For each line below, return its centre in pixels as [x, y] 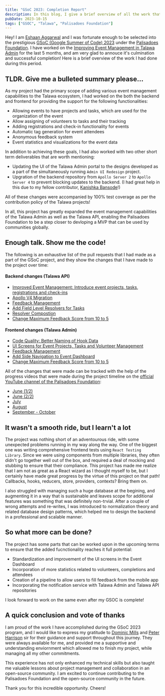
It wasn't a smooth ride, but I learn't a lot [68, 428]
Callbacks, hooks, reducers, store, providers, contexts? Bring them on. [76, 481]
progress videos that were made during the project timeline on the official [79, 376]
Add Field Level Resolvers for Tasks [48, 308]
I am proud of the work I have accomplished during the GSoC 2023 [73, 627]
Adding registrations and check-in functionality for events [70, 126]
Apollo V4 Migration [32, 298]
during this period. [24, 63]
